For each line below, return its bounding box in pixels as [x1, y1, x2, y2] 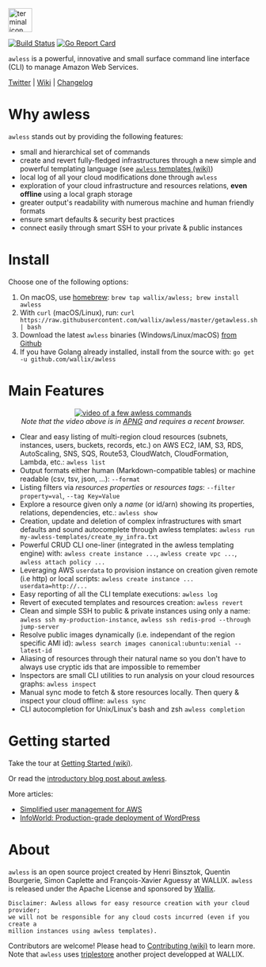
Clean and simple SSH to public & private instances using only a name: [19, 606, 251, 615]
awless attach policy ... [19, 558, 105, 566]
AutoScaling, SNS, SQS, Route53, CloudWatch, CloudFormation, [19, 449, 229, 458]
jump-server [19, 622, 59, 630]
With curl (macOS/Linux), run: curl [19, 307, 135, 317]
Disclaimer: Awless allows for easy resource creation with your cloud [8, 899, 249, 907]
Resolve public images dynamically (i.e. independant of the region [19, 630, 235, 639]
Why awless [8, 106, 91, 124]
